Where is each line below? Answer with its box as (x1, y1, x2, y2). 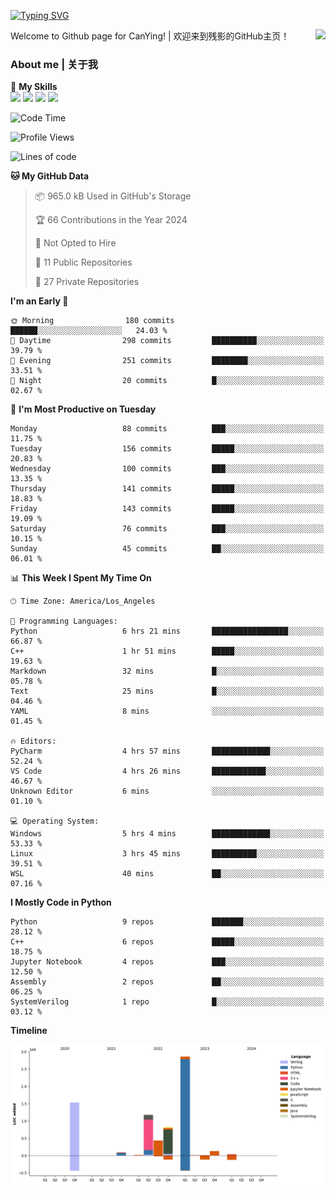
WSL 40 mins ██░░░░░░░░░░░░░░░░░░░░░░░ (10, 869, 325, 879)
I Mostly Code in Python (10, 896, 112, 909)
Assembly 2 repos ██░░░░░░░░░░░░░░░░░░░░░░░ (10, 977, 325, 987)
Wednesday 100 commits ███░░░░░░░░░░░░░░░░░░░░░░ (10, 464, 325, 474)
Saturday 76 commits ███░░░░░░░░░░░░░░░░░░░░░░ (10, 524, 325, 534)
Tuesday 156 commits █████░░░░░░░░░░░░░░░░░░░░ (10, 444, 325, 454)
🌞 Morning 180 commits (10, 316, 175, 326)
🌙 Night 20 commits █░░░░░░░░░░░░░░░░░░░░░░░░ (10, 376, 325, 386)
